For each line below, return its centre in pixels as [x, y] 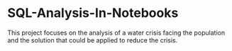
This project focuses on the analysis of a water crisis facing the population [116, 33]
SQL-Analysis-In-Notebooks [93, 13]
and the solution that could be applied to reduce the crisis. [93, 40]
